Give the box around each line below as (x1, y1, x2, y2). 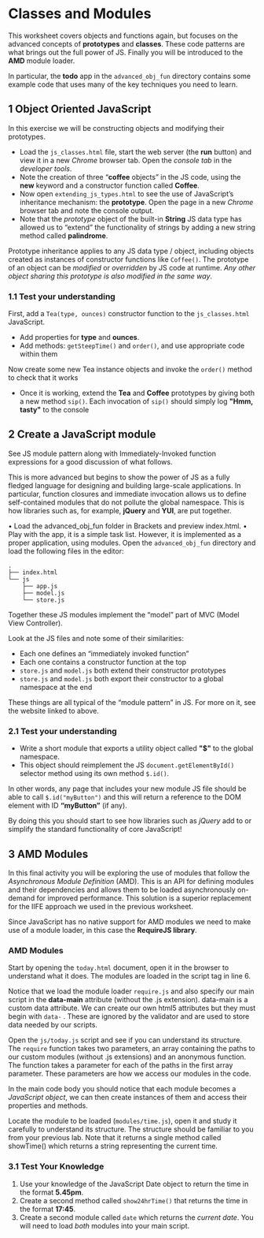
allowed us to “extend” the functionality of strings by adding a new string (19, 222, 256, 232)
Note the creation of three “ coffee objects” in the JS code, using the (19, 172, 241, 181)
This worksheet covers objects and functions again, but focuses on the (8, 31, 238, 40)
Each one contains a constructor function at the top (19, 657, 187, 666)
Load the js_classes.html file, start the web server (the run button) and (19, 147, 252, 156)
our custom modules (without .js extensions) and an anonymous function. (8, 1052, 247, 1061)
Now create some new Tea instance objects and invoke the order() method (8, 364, 253, 375)
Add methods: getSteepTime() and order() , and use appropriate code (19, 341, 245, 351)
